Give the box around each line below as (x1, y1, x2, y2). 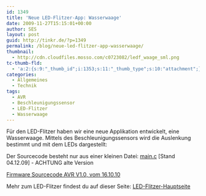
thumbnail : (6, 49, 34, 55)
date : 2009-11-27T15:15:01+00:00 (6, 20, 92, 26)
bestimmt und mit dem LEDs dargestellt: (6, 141, 107, 148)
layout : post (6, 32, 40, 38)
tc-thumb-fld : (6, 60, 43, 66)
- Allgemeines (12, 77, 48, 83)
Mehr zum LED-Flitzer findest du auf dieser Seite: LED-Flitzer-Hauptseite (6, 183, 191, 190)
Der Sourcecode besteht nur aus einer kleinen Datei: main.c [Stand (6, 153, 175, 160)
